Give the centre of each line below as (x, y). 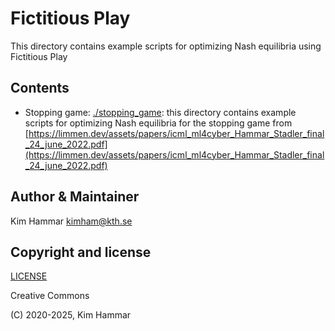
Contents (40, 88)
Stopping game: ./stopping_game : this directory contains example (160, 112)
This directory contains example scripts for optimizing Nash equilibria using (166, 46)
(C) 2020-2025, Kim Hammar (71, 315)
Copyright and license (81, 252)
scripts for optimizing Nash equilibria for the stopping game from (158, 123)
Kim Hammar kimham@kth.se (71, 221)
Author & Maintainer (75, 197)
